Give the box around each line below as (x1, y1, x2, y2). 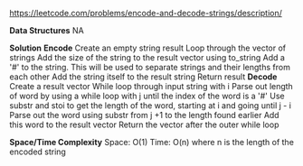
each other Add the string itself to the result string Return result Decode (9, 71, 278, 82)
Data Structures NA (9, 25, 84, 35)
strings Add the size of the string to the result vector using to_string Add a (9, 52, 285, 62)
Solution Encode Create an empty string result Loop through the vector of (9, 42, 287, 53)
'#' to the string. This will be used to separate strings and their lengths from (9, 62, 291, 72)
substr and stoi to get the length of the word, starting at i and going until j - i (9, 100, 292, 111)
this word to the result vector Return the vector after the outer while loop (9, 119, 279, 130)
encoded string (9, 146, 66, 157)
